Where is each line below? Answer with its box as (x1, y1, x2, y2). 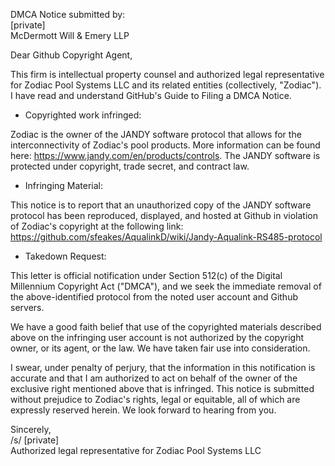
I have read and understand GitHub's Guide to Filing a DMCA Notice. (10, 90, 292, 101)
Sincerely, (10, 424, 52, 435)
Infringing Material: (24, 180, 104, 191)
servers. (10, 302, 45, 313)
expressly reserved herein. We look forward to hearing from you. (10, 404, 277, 416)
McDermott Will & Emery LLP (10, 30, 130, 41)
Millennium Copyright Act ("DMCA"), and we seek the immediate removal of (10, 280, 322, 292)
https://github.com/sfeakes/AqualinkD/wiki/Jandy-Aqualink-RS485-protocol (10, 231, 323, 243)
